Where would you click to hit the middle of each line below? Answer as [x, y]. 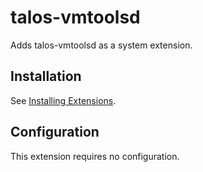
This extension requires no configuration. [95, 156]
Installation [46, 76]
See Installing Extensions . [63, 100]
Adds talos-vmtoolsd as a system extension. [101, 45]
